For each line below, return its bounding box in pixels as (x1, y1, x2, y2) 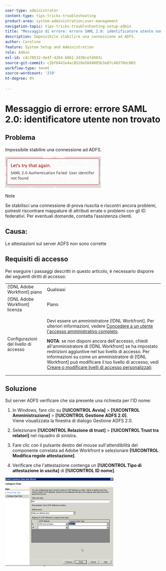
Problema (5, 133, 36, 142)
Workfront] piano (7, 289, 42, 295)
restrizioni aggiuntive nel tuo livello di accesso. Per (46, 348, 150, 354)
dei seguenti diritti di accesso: (5, 273, 67, 279)
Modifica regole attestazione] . (12, 453, 76, 459)
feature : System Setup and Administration (5, 45, 94, 50)
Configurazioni (7, 335, 38, 342)
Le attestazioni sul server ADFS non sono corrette (5, 241, 107, 247)
